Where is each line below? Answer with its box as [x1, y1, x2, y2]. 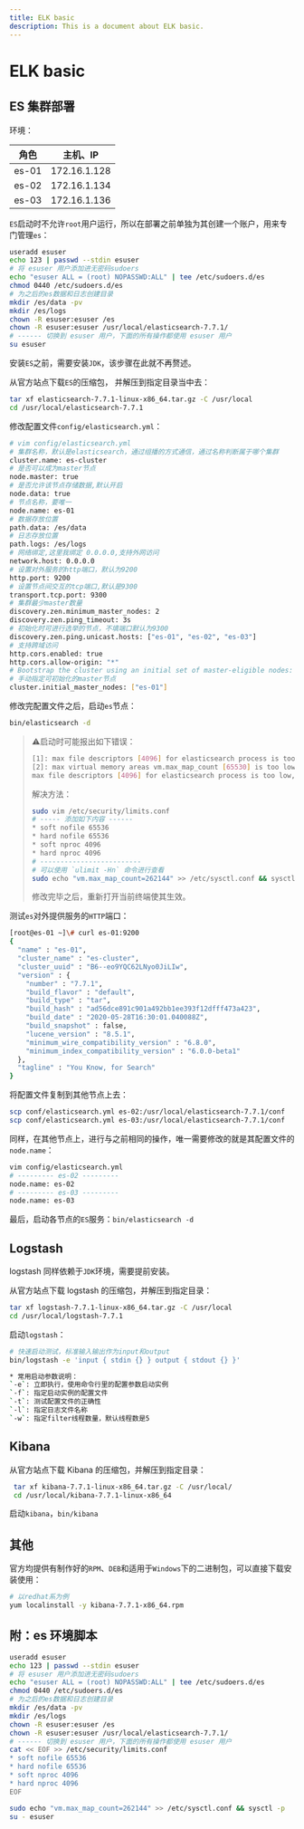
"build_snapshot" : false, [25, 1021, 128, 1030]
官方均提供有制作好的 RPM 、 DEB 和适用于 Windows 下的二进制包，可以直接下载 [9, 1563, 285, 1574]
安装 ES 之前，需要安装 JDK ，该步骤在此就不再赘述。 [9, 358, 196, 368]
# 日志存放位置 [9, 531, 59, 541]
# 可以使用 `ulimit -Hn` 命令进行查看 [31, 866, 165, 875]
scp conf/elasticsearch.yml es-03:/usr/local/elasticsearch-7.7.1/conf [9, 1116, 285, 1125]
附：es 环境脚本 [9, 1628, 98, 1643]
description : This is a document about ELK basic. [9, 22, 204, 31]
